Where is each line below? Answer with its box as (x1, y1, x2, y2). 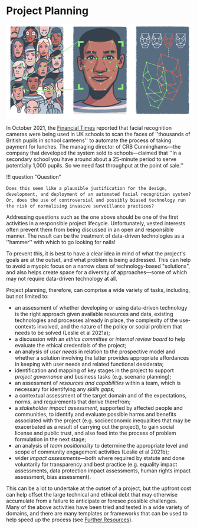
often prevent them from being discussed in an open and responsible (6, 226, 174, 234)
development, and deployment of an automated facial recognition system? (6, 192, 192, 198)
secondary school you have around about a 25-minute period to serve (6, 156, 177, 163)
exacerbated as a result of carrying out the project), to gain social (14, 423, 175, 431)
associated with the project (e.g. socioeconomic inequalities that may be (14, 417, 191, 424)
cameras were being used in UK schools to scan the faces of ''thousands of (6, 131, 191, 138)
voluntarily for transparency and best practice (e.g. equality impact (14, 461, 178, 468)
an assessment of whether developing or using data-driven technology (14, 304, 188, 311)
